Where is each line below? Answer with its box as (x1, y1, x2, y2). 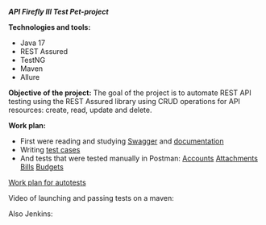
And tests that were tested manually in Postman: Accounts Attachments (19, 153, 258, 163)
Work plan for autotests (8, 177, 86, 187)
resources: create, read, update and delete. (8, 105, 152, 115)
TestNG (19, 56, 46, 65)
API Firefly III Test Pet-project (8, 7, 109, 16)
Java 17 (19, 38, 46, 48)
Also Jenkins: (8, 209, 53, 219)
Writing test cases (19, 145, 81, 154)
